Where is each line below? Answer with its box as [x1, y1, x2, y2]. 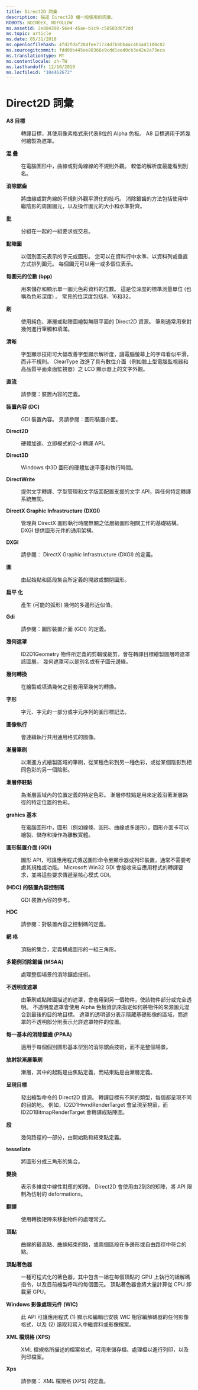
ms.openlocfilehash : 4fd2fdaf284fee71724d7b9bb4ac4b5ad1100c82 [6, 42, 165, 48]
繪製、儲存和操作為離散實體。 [21, 831, 93, 838]
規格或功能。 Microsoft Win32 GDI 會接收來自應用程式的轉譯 [31, 864, 178, 871]
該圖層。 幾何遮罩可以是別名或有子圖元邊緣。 [21, 658, 131, 665]
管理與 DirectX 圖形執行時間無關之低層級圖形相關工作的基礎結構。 [21, 520, 182, 527]
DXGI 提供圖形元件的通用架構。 [21, 527, 97, 534]
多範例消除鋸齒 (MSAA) [6, 958, 64, 966]
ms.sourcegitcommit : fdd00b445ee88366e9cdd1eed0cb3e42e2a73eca [6, 47, 165, 53]
